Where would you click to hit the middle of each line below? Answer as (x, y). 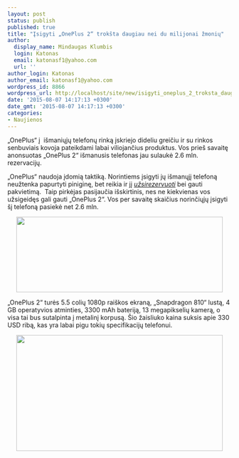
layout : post (27, 14)
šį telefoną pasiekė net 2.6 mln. (53, 206)
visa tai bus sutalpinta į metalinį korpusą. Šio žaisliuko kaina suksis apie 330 (118, 317)
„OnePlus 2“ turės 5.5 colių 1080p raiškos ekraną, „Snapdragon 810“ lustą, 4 (119, 302)
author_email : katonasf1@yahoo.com (60, 80)
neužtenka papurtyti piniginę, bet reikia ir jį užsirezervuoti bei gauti (105, 184)
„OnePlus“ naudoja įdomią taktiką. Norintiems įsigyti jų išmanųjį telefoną (112, 176)
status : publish (31, 21)
